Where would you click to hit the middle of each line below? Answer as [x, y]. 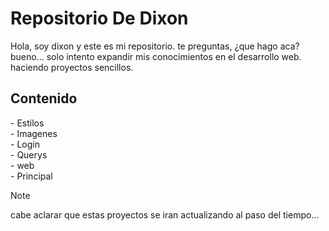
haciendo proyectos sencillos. [72, 67]
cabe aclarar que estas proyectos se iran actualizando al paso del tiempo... [165, 214]
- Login [25, 144]
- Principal [31, 176]
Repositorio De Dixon [99, 18]
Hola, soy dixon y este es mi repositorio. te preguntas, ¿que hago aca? [155, 46]
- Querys [29, 154]
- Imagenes [34, 133]
